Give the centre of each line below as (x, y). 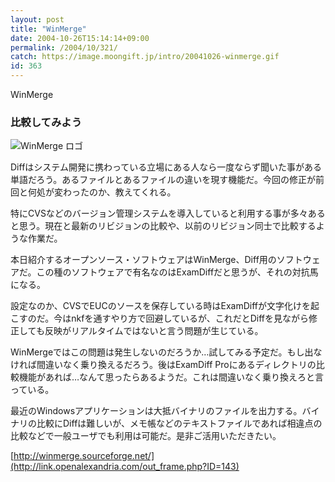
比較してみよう (46, 122)
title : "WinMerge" (48, 29)
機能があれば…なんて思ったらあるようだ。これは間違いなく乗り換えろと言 (171, 377)
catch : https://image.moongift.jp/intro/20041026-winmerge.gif (145, 57)
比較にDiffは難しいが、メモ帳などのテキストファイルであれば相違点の (179, 423)
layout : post (37, 19)
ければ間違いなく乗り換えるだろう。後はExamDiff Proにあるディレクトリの (163, 365)
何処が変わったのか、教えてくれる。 (102, 192)
